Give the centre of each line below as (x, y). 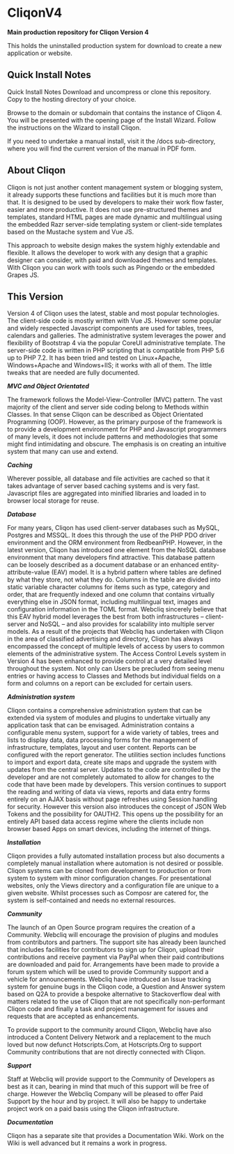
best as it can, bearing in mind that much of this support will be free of (108, 1086)
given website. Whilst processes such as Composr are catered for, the (108, 893)
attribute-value (29, 572)
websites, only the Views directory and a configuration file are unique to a (113, 886)
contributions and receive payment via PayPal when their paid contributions (116, 957)
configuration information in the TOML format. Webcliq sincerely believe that (117, 609)
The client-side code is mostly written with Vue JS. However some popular (114, 321)
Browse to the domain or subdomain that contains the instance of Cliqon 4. (115, 112)
